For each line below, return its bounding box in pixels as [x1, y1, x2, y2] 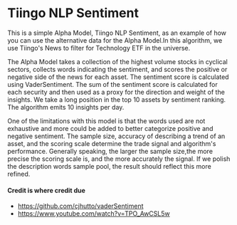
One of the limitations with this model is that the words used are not [7, 116, 206, 125]
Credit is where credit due [7, 186, 85, 194]
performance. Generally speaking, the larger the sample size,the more [7, 147, 214, 155]
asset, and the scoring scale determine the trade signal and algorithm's [7, 139, 216, 147]
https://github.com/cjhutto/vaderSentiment [17, 202, 144, 211]
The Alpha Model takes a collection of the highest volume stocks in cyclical [7, 57, 228, 66]
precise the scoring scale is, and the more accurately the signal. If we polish [7, 155, 231, 163]
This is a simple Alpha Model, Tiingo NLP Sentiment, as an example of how [7, 28, 226, 37]
